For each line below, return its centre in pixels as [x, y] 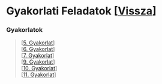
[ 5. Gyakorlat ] [38, 43]
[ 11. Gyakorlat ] [38, 75]
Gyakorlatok [25, 30]
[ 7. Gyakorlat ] [37, 56]
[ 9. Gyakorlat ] [38, 62]
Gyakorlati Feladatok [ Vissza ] [82, 11]
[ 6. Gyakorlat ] [38, 49]
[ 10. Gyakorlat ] [39, 68]
